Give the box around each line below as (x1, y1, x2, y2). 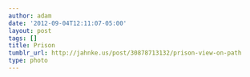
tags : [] (8, 34, 38, 43)
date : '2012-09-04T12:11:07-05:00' (8, 19, 127, 27)
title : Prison (8, 42, 56, 50)
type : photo (8, 57, 48, 65)
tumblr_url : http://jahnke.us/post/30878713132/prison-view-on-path (8, 49, 242, 57)
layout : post (8, 26, 52, 34)
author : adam (8, 11, 52, 20)
